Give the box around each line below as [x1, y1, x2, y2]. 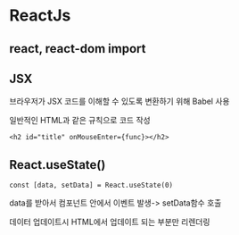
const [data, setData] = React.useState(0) [9, 180, 174, 190]
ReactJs [9, 5, 71, 26]
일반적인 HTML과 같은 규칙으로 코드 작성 [9, 115, 151, 126]
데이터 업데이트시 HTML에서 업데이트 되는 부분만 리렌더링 [9, 216, 210, 228]
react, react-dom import [9, 41, 146, 56]
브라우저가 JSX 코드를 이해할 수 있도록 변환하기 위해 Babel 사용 [9, 96, 230, 107]
